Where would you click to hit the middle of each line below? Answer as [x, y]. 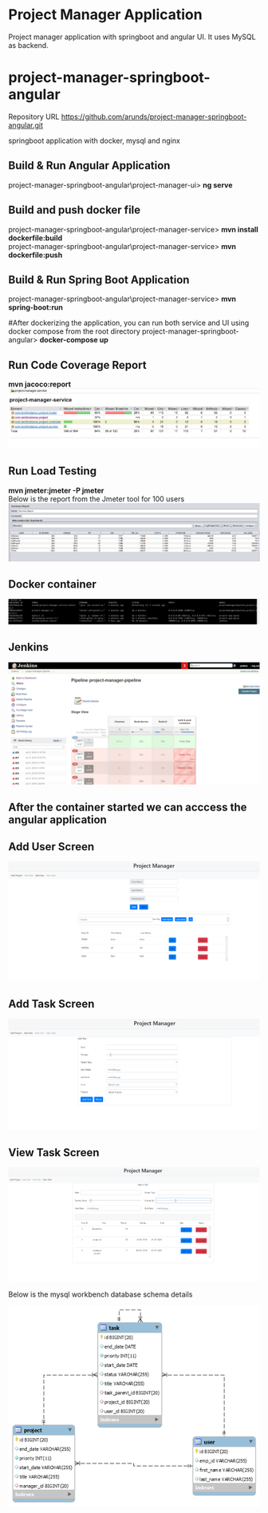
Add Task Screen [51, 1004]
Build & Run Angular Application [89, 166]
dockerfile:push [35, 255]
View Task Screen [54, 1153]
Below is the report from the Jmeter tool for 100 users [97, 499]
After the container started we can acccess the [128, 807]
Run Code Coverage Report [77, 365]
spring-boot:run [36, 307]
